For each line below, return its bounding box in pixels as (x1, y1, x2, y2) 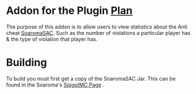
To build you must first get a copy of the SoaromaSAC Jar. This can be (6, 75, 176, 82)
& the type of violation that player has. (6, 35, 98, 42)
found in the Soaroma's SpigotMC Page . (6, 81, 105, 88)
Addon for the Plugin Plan (6, 4, 133, 17)
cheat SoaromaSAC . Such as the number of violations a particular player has (6, 29, 191, 36)
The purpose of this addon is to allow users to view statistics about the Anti (6, 23, 188, 30)
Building (6, 56, 47, 69)
